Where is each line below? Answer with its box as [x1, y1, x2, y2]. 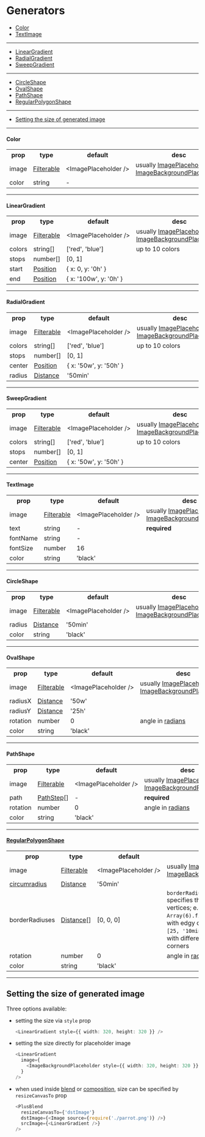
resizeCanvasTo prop [15, 1092, 67, 1099]
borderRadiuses [9, 915, 56, 924]
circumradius [9, 880, 47, 888]
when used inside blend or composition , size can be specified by [15, 1085, 179, 1092]
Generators [6, 4, 65, 18]
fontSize [9, 543, 34, 552]
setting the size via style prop [15, 1017, 92, 1024]
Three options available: [6, 1005, 67, 1012]
